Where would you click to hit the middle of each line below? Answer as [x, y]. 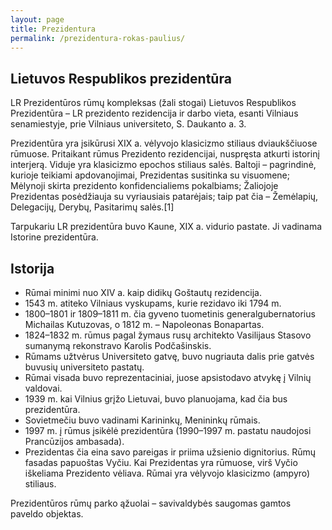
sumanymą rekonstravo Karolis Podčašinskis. [118, 345]
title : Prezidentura [53, 29]
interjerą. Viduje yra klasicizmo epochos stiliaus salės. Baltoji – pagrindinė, [163, 165]
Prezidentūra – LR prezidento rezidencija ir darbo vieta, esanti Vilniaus [154, 113]
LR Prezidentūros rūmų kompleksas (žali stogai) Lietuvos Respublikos [153, 103]
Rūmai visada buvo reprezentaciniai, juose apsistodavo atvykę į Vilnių [168, 377]
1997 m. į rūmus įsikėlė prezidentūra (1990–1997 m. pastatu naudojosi [168, 430]
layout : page [37, 19]
